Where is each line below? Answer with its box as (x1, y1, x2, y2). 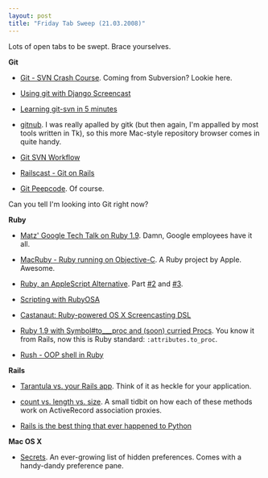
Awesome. (19, 263, 56, 272)
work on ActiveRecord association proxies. (19, 405, 163, 415)
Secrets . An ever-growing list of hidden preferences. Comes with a (19, 452, 241, 462)
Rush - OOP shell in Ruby (19, 350, 104, 360)
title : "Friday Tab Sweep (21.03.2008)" (8, 19, 146, 27)
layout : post (8, 11, 52, 20)
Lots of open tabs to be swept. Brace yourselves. (8, 41, 171, 51)
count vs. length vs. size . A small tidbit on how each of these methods (19, 397, 253, 406)
